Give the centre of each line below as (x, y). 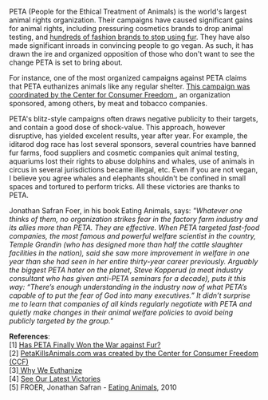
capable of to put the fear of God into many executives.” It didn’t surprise (130, 295)
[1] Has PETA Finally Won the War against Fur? (85, 345)
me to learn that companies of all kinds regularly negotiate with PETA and (130, 304)
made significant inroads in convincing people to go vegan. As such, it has (131, 46)
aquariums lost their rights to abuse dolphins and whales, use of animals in (132, 161)
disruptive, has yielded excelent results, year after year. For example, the (128, 136)
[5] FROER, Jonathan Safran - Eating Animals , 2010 (93, 387)
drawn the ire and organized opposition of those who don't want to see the (132, 54)
